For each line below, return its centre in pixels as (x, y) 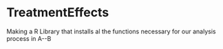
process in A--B (29, 38)
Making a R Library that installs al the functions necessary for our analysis (111, 31)
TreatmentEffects (58, 13)
